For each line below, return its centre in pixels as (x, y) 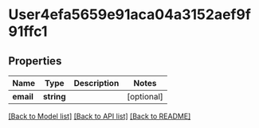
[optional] (145, 97)
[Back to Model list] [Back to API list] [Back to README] (100, 116)
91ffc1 (28, 31)
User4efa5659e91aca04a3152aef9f (129, 15)
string (54, 97)
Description (96, 83)
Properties (35, 61)
